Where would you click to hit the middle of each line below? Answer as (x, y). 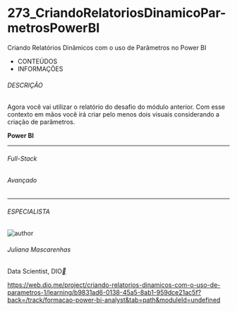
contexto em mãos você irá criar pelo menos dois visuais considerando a (114, 115)
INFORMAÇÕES (40, 69)
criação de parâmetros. (41, 122)
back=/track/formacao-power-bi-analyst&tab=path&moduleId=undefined (114, 300)
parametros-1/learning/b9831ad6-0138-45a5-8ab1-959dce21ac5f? (104, 293)
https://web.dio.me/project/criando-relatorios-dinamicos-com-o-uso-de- (114, 285)
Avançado (22, 180)
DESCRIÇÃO (25, 85)
